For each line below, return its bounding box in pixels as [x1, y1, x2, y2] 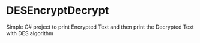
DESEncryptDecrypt [6, 4, 109, 17]
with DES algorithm [6, 29, 54, 36]
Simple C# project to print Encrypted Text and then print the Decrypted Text [6, 23, 194, 30]
